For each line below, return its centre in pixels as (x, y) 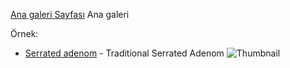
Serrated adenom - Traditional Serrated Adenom (124, 53)
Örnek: (24, 33)
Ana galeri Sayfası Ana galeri (70, 14)
